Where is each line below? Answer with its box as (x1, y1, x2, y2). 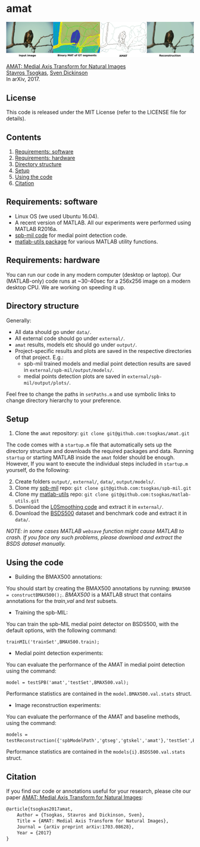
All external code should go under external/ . (14, 335, 125, 342)
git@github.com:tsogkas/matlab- (111, 492, 192, 498)
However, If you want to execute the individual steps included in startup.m (6, 460, 189, 467)
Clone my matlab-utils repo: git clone (14, 490, 109, 498)
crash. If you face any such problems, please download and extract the (6, 534, 182, 541)
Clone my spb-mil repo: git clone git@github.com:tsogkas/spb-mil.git (14, 485, 192, 492)
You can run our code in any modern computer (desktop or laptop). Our (6, 271, 182, 278)
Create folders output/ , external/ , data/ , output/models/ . (14, 478, 156, 485)
